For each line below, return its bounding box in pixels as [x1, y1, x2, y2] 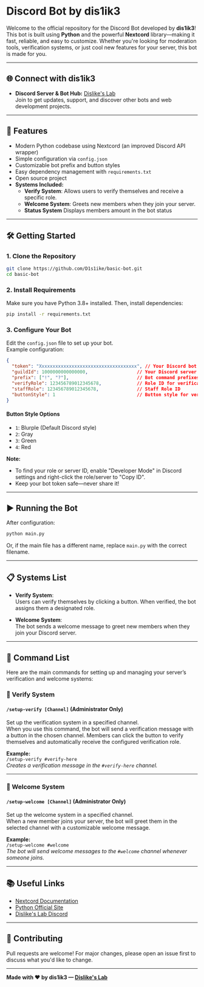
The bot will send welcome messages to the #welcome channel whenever [6, 848, 188, 855]
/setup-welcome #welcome [6, 842, 69, 848]
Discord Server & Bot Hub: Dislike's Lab [15, 89, 116, 97]
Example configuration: [6, 346, 65, 353]
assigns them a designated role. [15, 605, 95, 612]
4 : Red [15, 443, 32, 450]
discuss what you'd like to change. [6, 956, 93, 963]
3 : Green [15, 436, 37, 444]
